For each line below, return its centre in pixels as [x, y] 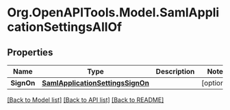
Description [175, 71]
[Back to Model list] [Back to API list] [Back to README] [86, 100]
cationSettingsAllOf [64, 27]
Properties [30, 52]
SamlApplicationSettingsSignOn [95, 83]
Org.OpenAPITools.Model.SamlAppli [113, 13]
